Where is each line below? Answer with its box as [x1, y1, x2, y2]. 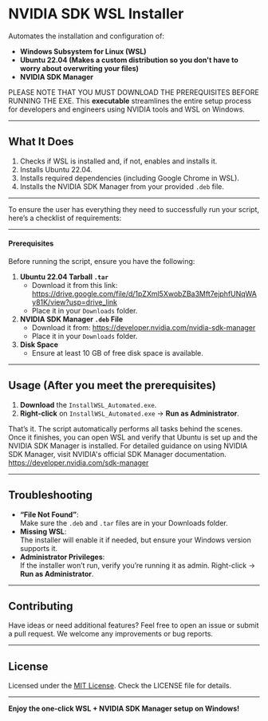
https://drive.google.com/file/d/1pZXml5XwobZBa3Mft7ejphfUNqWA [31, 289, 258, 298]
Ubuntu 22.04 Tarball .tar [19, 272, 109, 282]
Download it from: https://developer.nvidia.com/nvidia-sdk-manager [31, 322, 256, 332]
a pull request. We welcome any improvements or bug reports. [8, 629, 214, 639]
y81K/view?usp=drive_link [31, 297, 118, 307]
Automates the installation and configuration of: [8, 31, 165, 41]
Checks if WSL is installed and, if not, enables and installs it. [19, 156, 218, 166]
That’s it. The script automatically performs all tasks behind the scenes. [8, 424, 243, 433]
